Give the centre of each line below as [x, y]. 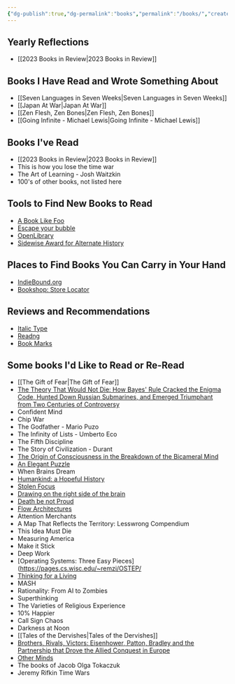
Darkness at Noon [43, 628]
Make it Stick [36, 546]
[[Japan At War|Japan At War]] [62, 105]
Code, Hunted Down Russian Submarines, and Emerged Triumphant [115, 397]
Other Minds [35, 658]
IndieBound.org [40, 282]
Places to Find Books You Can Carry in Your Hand [116, 265]
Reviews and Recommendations [79, 312]
